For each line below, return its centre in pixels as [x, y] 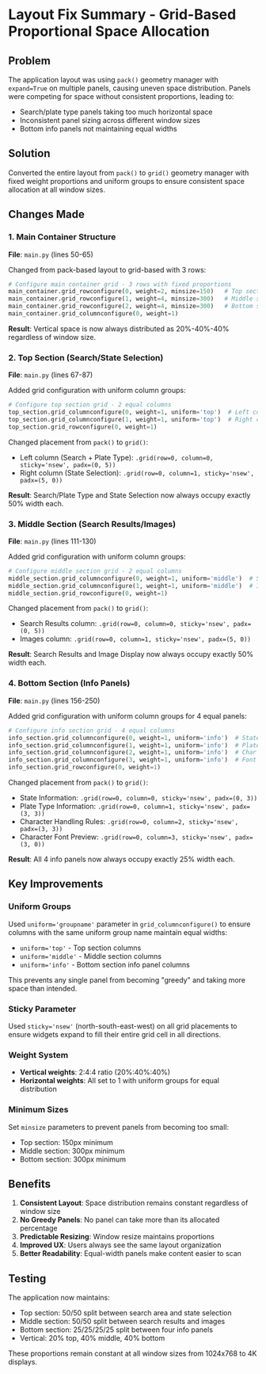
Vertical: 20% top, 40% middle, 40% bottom [92, 1338]
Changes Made [46, 214]
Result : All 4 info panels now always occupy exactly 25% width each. [122, 859]
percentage [38, 1228]
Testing [27, 1279]
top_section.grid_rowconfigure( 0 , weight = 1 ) [83, 427]
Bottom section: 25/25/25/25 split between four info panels [116, 1330]
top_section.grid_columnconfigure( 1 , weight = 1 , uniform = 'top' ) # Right [131, 419]
